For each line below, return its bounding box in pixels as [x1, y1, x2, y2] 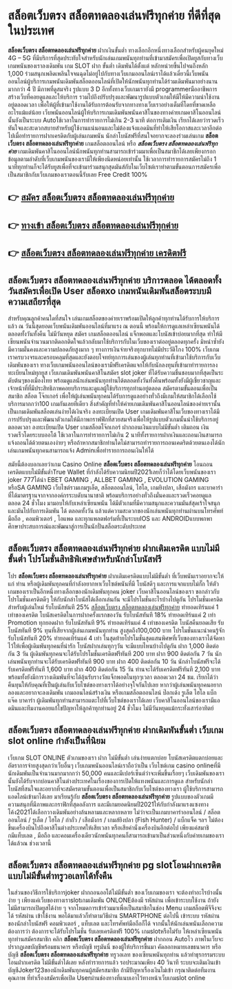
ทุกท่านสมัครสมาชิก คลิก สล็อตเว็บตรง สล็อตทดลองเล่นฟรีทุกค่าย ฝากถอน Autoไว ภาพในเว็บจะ [8, 935, 224, 943]
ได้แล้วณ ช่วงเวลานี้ [8, 838, 52, 847]
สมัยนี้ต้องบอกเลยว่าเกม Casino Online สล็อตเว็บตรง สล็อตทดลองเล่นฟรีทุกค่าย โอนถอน [8, 460, 213, 468]
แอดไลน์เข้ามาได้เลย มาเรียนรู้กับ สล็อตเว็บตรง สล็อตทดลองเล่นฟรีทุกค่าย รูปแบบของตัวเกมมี [8, 792, 214, 800]
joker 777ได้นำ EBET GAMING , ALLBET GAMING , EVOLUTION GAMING [8, 475, 209, 483]
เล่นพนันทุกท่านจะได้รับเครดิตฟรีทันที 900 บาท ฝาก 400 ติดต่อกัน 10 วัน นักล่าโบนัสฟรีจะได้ [8, 657, 221, 665]
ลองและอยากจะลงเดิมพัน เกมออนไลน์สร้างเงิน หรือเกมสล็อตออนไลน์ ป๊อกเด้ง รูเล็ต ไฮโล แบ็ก [8, 688, 218, 696]
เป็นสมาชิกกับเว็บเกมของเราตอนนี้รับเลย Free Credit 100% [8, 170, 148, 178]
